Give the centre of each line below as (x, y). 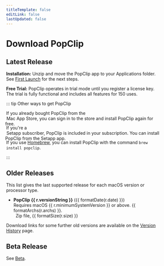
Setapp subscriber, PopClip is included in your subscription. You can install (83, 133)
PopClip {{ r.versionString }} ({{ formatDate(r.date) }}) (69, 200)
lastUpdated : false (26, 19)
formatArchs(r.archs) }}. (38, 211)
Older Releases (30, 173)
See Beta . (16, 258)
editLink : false (23, 14)
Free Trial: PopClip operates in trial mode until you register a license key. (80, 89)
